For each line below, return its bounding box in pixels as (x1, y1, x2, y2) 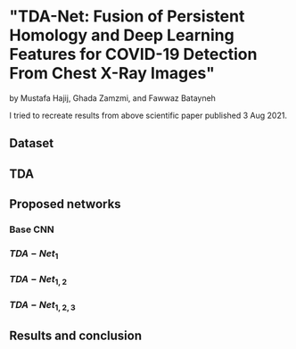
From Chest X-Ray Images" (9, 63, 216, 84)
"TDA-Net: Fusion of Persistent (9, 6, 245, 27)
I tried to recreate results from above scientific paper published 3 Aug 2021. (9, 110, 288, 120)
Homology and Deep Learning (9, 25, 234, 46)
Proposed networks (9, 196, 122, 212)
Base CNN (9, 223, 55, 236)
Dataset (9, 136, 54, 151)
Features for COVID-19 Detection (9, 45, 258, 64)
